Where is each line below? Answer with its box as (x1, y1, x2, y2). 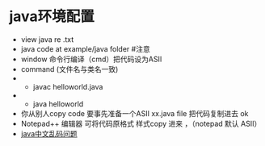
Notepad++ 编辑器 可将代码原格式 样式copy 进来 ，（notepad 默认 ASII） (20, 119, 262, 128)
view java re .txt (20, 34, 74, 44)
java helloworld (32, 98, 84, 109)
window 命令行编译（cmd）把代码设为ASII (20, 54, 162, 64)
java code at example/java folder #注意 (20, 44, 150, 53)
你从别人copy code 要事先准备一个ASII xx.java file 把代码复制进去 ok (20, 108, 249, 118)
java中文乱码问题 (20, 128, 78, 138)
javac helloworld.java (32, 81, 103, 91)
